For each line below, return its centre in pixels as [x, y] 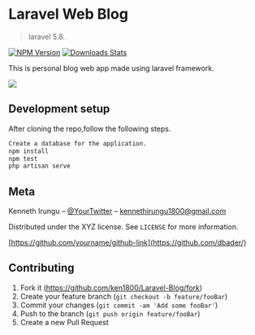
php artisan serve [39, 166]
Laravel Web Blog [68, 14]
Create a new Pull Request [65, 322]
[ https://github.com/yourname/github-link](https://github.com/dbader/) [127, 243]
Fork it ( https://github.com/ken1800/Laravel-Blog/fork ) [111, 287]
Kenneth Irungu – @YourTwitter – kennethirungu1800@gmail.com [117, 211]
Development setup [59, 109]
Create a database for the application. [78, 143]
